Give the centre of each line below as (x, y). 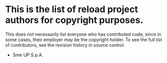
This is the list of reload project (72, 9)
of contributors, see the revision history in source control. (65, 45)
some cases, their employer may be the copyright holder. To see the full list (84, 40)
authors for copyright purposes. (74, 20)
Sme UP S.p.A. (28, 55)
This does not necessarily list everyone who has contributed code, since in (83, 34)
